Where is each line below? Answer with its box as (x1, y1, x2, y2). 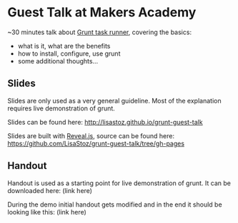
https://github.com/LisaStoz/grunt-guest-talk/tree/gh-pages (7, 139, 184, 147)
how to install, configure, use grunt (17, 49, 121, 58)
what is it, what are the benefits (17, 41, 111, 50)
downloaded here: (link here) (7, 186, 93, 195)
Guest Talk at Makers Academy (7, 4, 197, 21)
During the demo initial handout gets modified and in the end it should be (7, 200, 223, 209)
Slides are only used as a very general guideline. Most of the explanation (7, 96, 222, 105)
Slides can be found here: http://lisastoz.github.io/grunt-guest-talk (7, 118, 203, 126)
